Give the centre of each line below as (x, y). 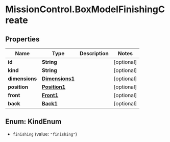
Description (94, 53)
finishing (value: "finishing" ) (45, 134)
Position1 (54, 87)
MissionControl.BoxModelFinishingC (85, 9)
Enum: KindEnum (33, 122)
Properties (22, 39)
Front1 (50, 95)
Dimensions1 (58, 79)
